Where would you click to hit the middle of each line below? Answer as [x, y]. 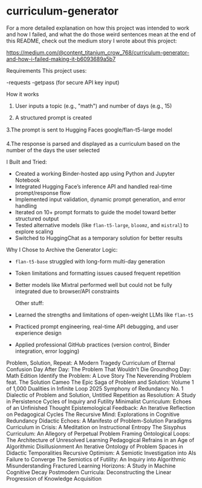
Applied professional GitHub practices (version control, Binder [93, 345]
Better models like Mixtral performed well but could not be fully [93, 285]
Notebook [28, 180]
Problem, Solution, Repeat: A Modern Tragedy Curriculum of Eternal [91, 363]
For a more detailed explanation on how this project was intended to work [98, 28]
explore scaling [34, 231]
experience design [38, 333]
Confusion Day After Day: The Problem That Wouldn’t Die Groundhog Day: [99, 369]
